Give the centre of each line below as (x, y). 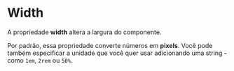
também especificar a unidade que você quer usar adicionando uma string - (117, 53)
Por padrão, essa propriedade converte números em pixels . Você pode (110, 45)
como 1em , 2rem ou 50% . (40, 60)
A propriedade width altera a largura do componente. (84, 32)
